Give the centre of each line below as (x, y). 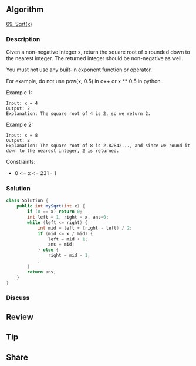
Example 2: (20, 125)
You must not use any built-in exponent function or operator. (79, 70)
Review (20, 317)
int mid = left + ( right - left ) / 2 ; (85, 228)
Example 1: (19, 93)
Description (23, 39)
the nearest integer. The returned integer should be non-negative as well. (95, 58)
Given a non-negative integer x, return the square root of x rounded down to (98, 52)
